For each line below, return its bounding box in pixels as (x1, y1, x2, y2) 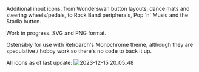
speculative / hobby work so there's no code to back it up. (6, 47, 152, 55)
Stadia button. (6, 18, 41, 25)
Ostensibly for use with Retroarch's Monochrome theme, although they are (6, 41, 193, 48)
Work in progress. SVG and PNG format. (6, 29, 107, 37)
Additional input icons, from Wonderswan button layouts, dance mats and (6, 5, 190, 12)
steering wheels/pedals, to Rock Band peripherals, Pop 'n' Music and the (6, 11, 189, 19)
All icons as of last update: (6, 59, 73, 66)
